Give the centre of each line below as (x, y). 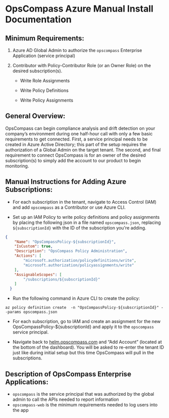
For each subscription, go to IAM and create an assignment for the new (87, 321)
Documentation (39, 19)
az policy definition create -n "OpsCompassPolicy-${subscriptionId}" (82, 308)
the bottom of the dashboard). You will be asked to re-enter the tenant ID (88, 347)
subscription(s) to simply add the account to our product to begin (73, 160)
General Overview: (35, 116)
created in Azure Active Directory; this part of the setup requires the (76, 144)
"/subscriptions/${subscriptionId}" (62, 279)
